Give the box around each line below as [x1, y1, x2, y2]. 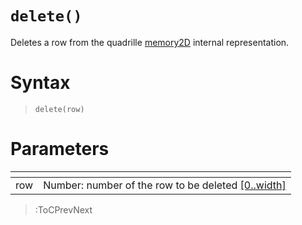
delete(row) [34, 104, 85, 114]
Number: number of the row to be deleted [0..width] [43, 178, 287, 192]
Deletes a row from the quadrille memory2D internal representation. [10, 36, 290, 48]
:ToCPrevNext [34, 203, 93, 216]
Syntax [10, 72, 71, 94]
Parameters [10, 138, 110, 161]
